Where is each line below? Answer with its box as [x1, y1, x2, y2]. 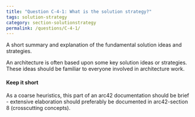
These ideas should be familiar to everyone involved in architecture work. [6, 66, 185, 73]
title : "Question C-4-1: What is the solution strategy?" [6, 8, 152, 15]
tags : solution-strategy [6, 14, 67, 20]
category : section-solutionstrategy [6, 19, 96, 25]
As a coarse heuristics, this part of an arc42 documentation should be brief [6, 92, 189, 99]
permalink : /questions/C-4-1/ [6, 25, 81, 31]
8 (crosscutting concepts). [6, 105, 71, 112]
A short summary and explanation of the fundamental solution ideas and [6, 41, 182, 48]
